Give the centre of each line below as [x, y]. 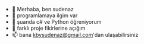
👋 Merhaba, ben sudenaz [43, 9]
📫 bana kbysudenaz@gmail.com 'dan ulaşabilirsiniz [75, 35]
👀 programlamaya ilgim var [45, 15]
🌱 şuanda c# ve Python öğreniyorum [57, 22]
